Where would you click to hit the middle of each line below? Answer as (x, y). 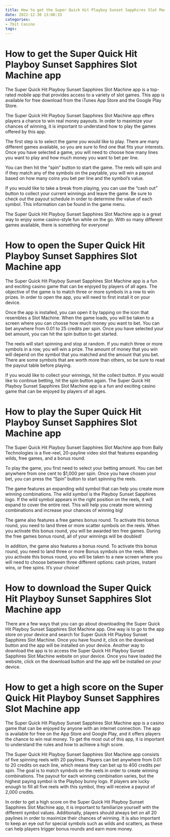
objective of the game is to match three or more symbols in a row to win (80, 292)
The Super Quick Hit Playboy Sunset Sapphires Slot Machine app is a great (83, 214)
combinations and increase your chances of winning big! (64, 510)
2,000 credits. (20, 792)
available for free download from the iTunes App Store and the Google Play (83, 100)
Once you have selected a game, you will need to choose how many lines (82, 152)
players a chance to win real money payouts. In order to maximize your (79, 121)
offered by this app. (26, 132)
